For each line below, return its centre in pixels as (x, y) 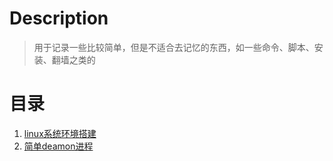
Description (59, 18)
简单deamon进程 (58, 146)
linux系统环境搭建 (60, 133)
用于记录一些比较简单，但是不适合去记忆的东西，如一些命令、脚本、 (174, 47)
